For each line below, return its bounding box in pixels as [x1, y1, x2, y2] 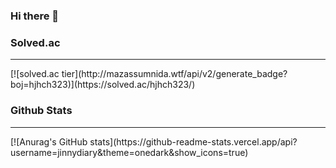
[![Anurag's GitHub [10, 135, 88, 148]
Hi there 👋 [10, 9, 60, 23]
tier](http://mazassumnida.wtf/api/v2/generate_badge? [61, 68, 288, 80]
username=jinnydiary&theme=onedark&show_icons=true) [10, 146, 249, 158]
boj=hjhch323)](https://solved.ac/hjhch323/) [10, 79, 196, 91]
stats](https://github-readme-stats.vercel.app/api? [89, 135, 298, 148]
